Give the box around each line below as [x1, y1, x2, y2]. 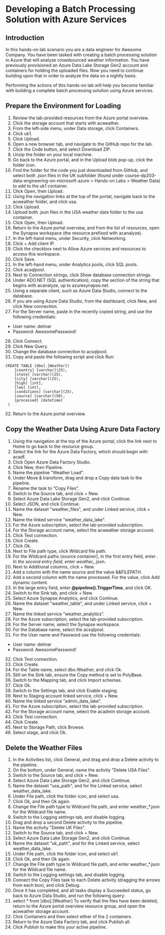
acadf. [12, 454, 26, 460]
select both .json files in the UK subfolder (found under [12, 172, 124, 178]
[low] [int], [14, 385, 41, 390]
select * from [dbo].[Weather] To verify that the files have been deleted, [12, 898, 159, 904]
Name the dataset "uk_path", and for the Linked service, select [12, 840, 140, 846]
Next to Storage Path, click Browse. [12, 724, 85, 730]
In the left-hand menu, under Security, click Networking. [12, 235, 127, 241]
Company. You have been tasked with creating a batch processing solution [5, 52, 157, 58]
